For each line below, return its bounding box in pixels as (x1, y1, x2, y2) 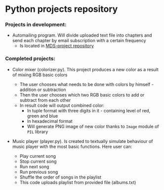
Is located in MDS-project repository (19, 43, 94, 49)
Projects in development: (5, 21, 67, 28)
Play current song (19, 153, 56, 159)
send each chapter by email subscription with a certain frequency (12, 38, 147, 44)
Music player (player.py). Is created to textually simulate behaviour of (12, 138, 153, 144)
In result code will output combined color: (19, 102, 105, 108)
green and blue (27, 113, 58, 119)
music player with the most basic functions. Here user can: (12, 143, 132, 149)
